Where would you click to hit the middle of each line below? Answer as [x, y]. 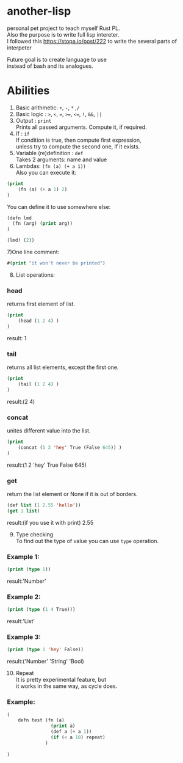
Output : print [34, 120]
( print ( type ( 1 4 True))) [41, 610]
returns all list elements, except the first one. [63, 367]
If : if [23, 133]
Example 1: [23, 557]
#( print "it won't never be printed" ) [56, 263]
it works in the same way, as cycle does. [66, 686]
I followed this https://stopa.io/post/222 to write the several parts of [92, 41]
